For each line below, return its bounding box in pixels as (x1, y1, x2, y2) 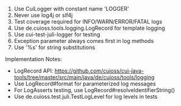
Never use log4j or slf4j (13, 12, 73, 19)
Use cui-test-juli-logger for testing (13, 31, 101, 38)
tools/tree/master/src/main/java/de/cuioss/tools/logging (13, 74, 155, 81)
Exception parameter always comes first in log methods (13, 38, 154, 44)
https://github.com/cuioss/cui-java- (54, 67, 144, 75)
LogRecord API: (13, 67, 54, 75)
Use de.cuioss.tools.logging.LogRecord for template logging (13, 24, 165, 31)
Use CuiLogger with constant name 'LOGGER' (13, 5, 129, 12)
